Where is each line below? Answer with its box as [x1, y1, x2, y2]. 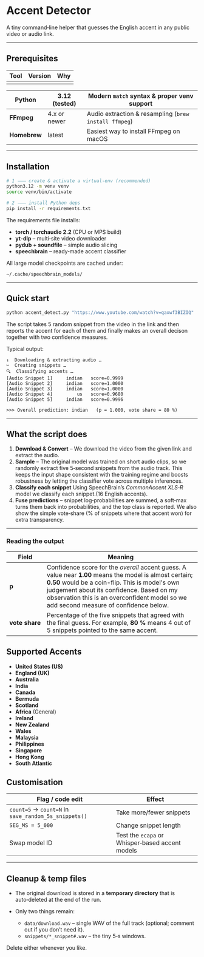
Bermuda [15, 695, 39, 702]
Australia [15, 675, 39, 683]
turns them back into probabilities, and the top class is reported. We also [15, 503, 197, 511]
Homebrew [9, 131, 42, 139]
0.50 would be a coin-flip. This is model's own [46, 578, 180, 587]
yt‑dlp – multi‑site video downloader [15, 234, 107, 242]
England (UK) [15, 669, 50, 676]
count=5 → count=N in [9, 805, 69, 814]
